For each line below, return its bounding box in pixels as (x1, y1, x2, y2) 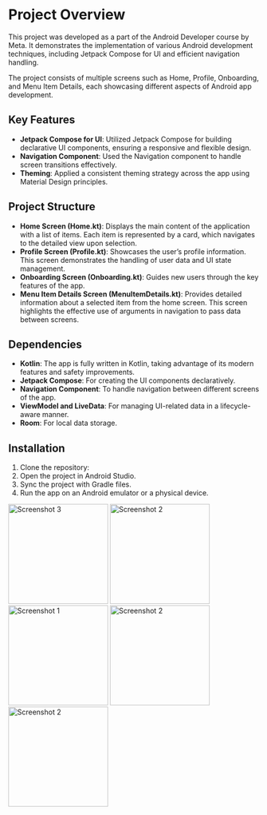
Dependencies (8, 337, 82, 351)
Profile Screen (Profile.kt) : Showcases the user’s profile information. (19, 246, 247, 256)
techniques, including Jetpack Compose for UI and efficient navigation (8, 49, 241, 58)
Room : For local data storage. (19, 418, 118, 428)
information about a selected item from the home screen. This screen (19, 297, 248, 307)
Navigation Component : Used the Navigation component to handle (19, 151, 241, 161)
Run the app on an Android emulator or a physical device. (19, 488, 209, 498)
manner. (42, 410, 69, 419)
